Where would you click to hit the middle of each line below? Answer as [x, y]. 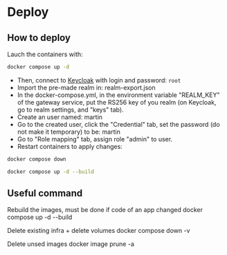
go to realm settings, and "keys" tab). [70, 109]
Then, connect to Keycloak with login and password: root [99, 80]
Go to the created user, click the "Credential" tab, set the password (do [118, 124]
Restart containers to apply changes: [70, 146]
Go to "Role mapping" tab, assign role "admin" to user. [95, 139]
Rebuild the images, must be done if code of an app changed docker [105, 210]
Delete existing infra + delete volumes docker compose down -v [99, 231]
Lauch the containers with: [45, 54]
